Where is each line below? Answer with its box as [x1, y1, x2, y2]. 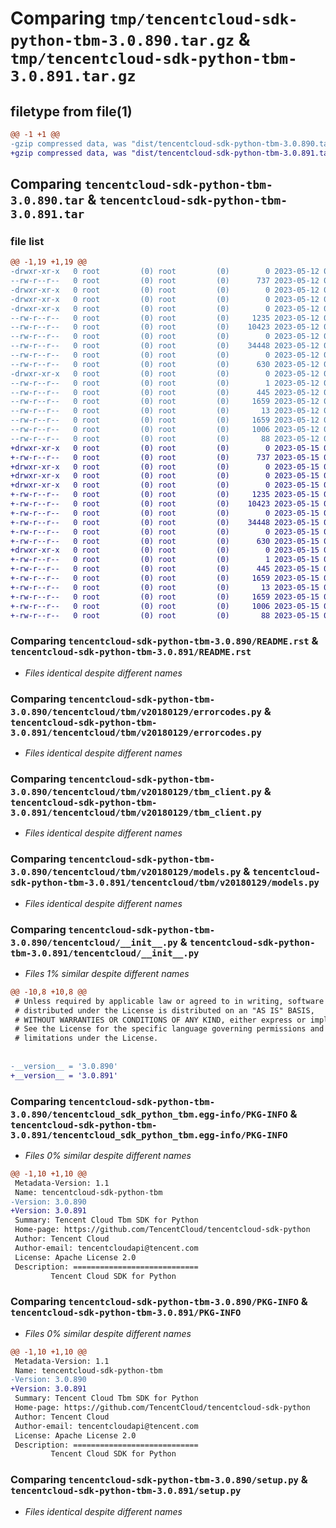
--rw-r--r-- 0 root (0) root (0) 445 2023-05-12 [10, 387, 320, 397]
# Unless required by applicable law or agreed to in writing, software [14, 996, 325, 1006]
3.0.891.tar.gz [10, 67, 137, 86]
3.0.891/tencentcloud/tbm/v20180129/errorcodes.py [10, 727, 262, 738]
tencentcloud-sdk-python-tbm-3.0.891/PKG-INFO [10, 1307, 242, 1319]
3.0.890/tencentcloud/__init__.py [10, 937, 178, 948]
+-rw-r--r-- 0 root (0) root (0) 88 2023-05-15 [10, 610, 320, 621]
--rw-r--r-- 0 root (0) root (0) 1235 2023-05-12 [10, 313, 320, 323]
